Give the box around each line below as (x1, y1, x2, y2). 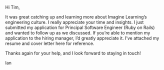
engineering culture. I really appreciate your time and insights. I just (5, 19, 144, 25)
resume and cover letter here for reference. (5, 40, 94, 46)
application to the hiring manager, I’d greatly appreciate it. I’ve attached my (5, 35, 159, 41)
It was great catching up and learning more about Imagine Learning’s (5, 14, 147, 19)
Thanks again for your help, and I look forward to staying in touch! (5, 50, 141, 56)
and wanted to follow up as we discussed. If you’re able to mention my (5, 30, 150, 35)
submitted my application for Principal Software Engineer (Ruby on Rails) (5, 24, 155, 30)
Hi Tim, (5, 4, 20, 10)
